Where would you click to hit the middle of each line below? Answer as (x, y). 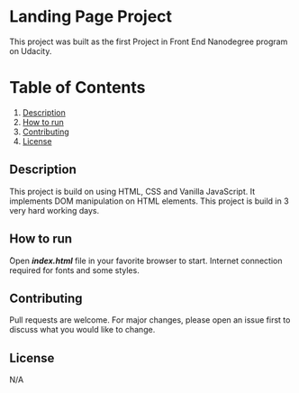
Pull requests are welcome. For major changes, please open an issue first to (150, 320)
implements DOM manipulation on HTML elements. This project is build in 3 (149, 201)
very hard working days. (54, 210)
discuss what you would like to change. (82, 330)
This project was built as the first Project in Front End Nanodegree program (149, 41)
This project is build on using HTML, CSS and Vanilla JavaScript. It (132, 191)
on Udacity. (31, 50)
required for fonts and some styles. (74, 270)
